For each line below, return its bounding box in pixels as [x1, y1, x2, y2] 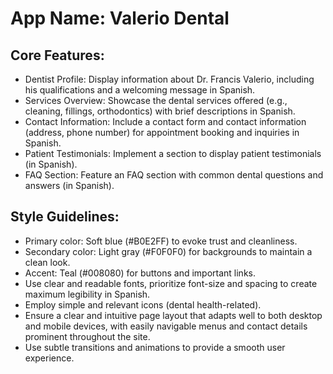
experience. [24, 352, 75, 364]
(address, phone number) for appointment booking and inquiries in [24, 127, 300, 138]
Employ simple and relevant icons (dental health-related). [24, 298, 262, 311]
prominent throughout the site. [24, 330, 151, 342]
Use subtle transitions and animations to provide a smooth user [24, 341, 286, 353]
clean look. [24, 256, 71, 268]
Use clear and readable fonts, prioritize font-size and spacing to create [24, 277, 318, 289]
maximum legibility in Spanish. [24, 288, 151, 300]
